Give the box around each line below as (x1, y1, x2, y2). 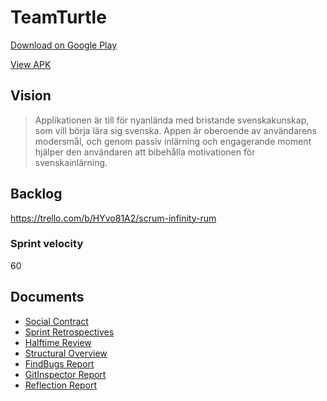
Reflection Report (24, 379, 98, 391)
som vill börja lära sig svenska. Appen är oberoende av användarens (34, 124, 317, 136)
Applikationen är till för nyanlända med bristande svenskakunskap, (34, 114, 310, 126)
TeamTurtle (10, 6, 107, 29)
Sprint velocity (10, 237, 84, 251)
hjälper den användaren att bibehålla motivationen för (34, 146, 256, 158)
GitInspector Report (24, 368, 107, 380)
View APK (10, 58, 52, 70)
